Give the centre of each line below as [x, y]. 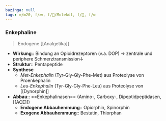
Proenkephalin [35, 80]
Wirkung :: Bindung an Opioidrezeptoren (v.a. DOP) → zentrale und [82, 53]
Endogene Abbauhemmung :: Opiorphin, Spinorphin [75, 107]
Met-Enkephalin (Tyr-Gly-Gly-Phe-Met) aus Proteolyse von [82, 75]
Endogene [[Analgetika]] [44, 43]
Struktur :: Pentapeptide [38, 64]
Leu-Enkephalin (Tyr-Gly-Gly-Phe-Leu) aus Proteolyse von [82, 86]
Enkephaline [21, 33]
